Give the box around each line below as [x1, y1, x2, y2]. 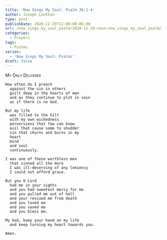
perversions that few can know [9, 121, 75, 127]
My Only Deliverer [5, 72, 41, 78]
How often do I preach [5, 82, 52, 87]
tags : [5, 40, 16, 45]
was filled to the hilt [9, 113, 59, 118]
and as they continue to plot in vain [9, 95, 91, 100]
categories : [5, 31, 30, 36]
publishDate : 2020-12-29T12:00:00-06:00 [5, 21, 91, 27]
